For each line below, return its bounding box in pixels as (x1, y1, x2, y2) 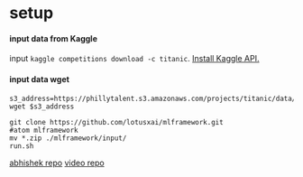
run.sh (9, 141, 34, 151)
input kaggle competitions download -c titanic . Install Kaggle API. (9, 53, 260, 64)
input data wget (9, 73, 70, 84)
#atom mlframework (9, 126, 78, 135)
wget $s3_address (9, 102, 75, 111)
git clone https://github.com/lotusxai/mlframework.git (9, 117, 224, 126)
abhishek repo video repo (9, 157, 106, 168)
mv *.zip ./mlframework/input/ (9, 134, 127, 143)
